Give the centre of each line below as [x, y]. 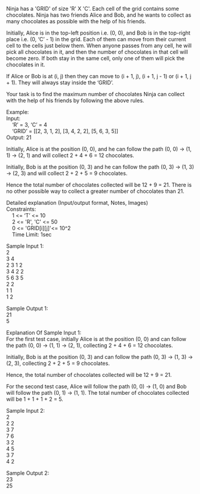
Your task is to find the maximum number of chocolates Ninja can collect [96, 94]
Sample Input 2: [26, 411]
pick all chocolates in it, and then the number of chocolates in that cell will [97, 52]
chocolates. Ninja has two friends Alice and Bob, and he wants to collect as [99, 15]
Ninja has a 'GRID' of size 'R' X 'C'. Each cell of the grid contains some [93, 9]
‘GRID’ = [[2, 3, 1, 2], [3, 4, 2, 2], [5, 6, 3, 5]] [65, 131]
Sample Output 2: [28, 473]
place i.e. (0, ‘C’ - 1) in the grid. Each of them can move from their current [96, 39]
